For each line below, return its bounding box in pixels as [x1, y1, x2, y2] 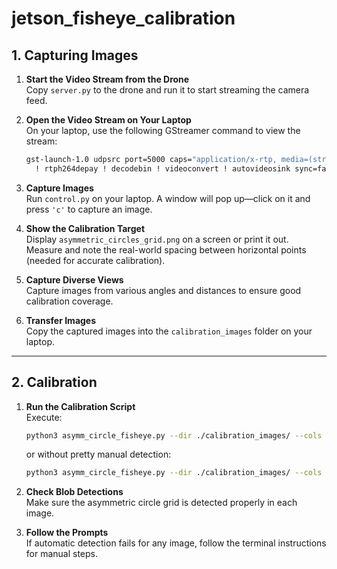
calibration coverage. [25, 295, 114, 307]
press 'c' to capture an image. [25, 203, 153, 215]
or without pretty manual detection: [25, 448, 172, 461]
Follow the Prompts [25, 527, 109, 539]
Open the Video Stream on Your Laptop [25, 114, 192, 126]
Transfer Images [25, 314, 97, 326]
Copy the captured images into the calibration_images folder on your [25, 325, 313, 337]
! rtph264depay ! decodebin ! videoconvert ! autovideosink [35, 163, 291, 174]
